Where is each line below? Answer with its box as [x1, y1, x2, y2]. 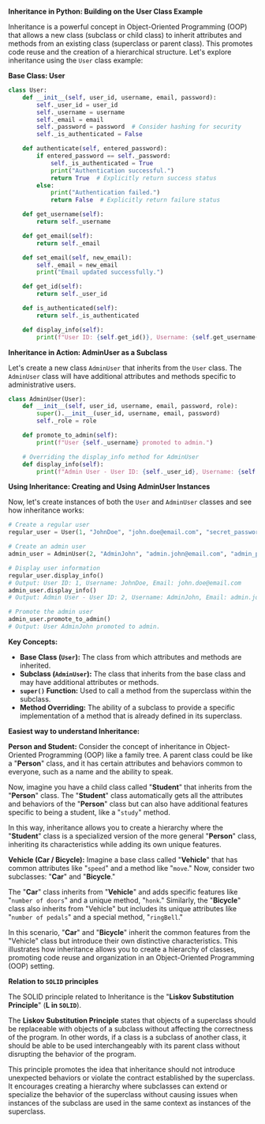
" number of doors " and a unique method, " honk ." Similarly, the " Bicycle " [8, 895, 241, 905]
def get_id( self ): [22, 282, 83, 291]
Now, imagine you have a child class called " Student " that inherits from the [8, 782, 252, 792]
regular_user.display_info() [8, 571, 104, 580]
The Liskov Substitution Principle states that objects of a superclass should [8, 1016, 256, 1025]
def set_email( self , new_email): [22, 253, 132, 262]
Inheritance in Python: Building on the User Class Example [8, 7, 203, 16]
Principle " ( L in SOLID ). [8, 1000, 81, 1009]
